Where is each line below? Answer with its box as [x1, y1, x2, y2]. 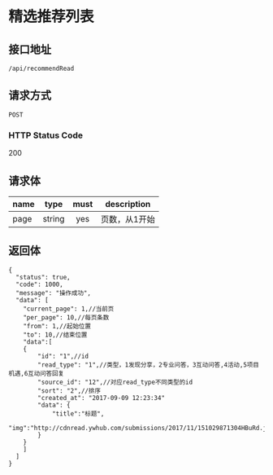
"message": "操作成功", [15, 288, 92, 297]
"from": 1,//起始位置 [23, 322, 92, 330]
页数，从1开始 [100, 213, 156, 225]
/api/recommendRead [8, 64, 75, 73]
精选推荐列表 [8, 7, 95, 26]
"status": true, [15, 273, 71, 281]
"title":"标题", [51, 409, 105, 418]
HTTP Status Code [8, 130, 84, 141]
